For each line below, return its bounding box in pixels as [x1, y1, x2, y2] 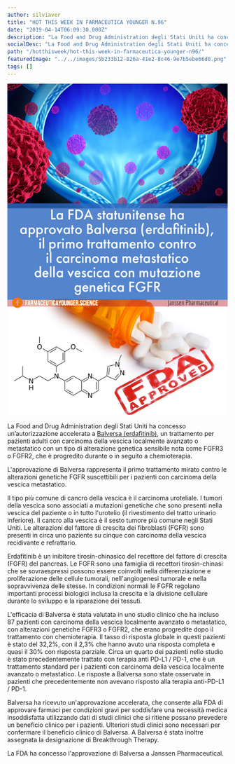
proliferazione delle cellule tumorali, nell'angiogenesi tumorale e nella [7, 575, 207, 583]
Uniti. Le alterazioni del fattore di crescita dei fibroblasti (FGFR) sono [7, 524, 205, 532]
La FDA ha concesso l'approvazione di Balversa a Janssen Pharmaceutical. [7, 749, 224, 758]
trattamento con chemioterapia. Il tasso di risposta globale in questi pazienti [7, 633, 226, 641]
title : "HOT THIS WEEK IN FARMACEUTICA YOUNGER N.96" [7, 18, 168, 26]
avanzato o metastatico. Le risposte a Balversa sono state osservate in [7, 670, 211, 678]
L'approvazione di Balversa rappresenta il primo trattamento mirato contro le [7, 465, 227, 474]
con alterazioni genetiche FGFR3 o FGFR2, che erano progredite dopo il [7, 625, 214, 634]
